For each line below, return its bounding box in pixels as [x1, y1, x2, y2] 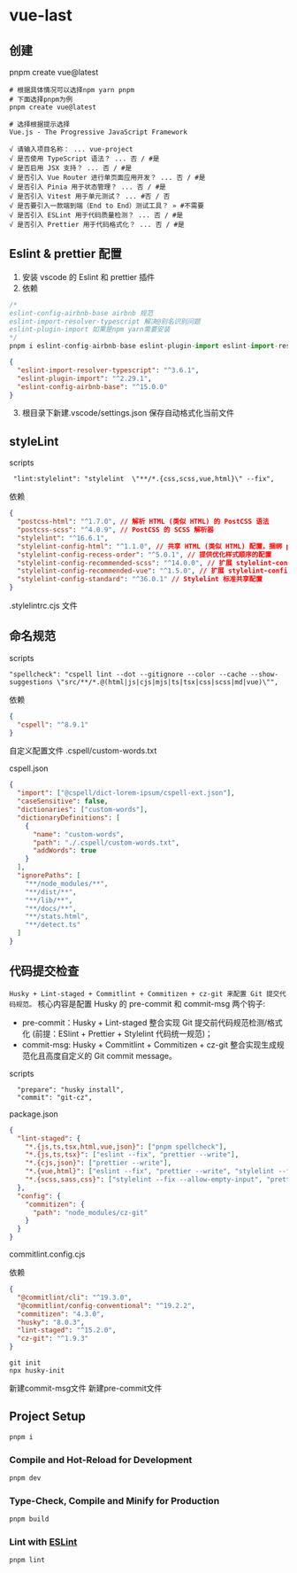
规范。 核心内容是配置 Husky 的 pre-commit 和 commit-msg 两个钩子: [15, 998, 266, 1008]
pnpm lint [9, 1556, 46, 1565]
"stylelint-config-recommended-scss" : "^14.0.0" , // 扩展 [17, 558, 232, 567]
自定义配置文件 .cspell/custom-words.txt [9, 745, 157, 756]
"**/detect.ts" [25, 921, 81, 930]
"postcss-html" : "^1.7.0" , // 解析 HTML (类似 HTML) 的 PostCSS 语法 [17, 518, 270, 526]
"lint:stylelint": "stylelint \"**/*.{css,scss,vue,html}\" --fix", [12, 475, 275, 484]
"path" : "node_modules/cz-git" [32, 1208, 148, 1217]
